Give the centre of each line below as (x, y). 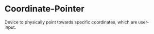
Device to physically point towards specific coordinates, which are (71, 22)
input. (10, 27)
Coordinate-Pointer (44, 9)
